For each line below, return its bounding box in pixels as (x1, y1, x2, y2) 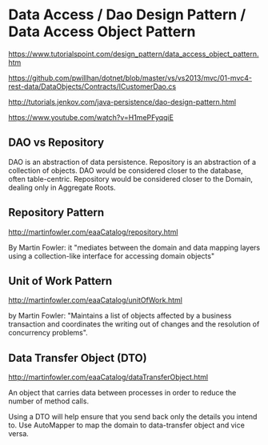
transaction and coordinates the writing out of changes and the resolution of (8, 319, 260, 329)
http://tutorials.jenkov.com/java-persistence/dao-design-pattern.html (8, 97, 237, 106)
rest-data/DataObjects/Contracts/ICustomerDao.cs (8, 82, 177, 91)
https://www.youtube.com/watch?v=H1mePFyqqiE (8, 112, 174, 122)
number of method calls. (8, 396, 90, 406)
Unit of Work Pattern (8, 274, 113, 287)
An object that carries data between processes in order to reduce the (8, 388, 237, 398)
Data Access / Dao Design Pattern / (8, 6, 246, 24)
